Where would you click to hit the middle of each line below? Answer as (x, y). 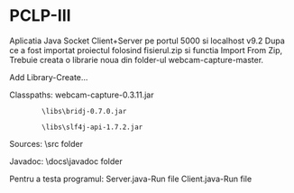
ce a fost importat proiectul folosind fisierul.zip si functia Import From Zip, (146, 50)
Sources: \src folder (46, 143)
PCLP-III (40, 16)
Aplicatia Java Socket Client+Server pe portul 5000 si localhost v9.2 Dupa (147, 41)
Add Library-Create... (49, 77)
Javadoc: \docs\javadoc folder (66, 161)
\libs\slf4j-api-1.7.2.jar (92, 127)
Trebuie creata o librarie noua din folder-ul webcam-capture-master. (137, 60)
